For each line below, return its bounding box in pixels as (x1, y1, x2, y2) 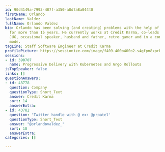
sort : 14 (9, 99, 27, 104)
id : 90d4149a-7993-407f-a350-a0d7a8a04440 (5, 7, 93, 12)
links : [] (5, 71, 26, 76)
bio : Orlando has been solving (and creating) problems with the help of (5, 26, 160, 30)
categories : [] (5, 135, 36, 140)
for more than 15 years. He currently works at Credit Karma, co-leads (9, 30, 160, 35)
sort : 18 (9, 126, 27, 131)
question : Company (9, 85, 48, 90)
